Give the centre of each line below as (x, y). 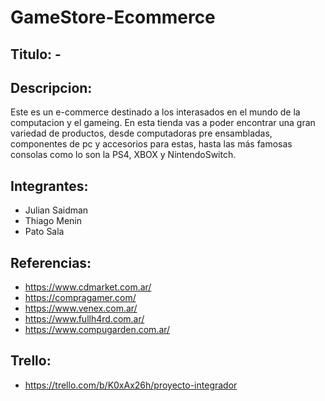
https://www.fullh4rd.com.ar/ (84, 319)
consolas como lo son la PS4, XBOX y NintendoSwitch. (123, 155)
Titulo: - (36, 54)
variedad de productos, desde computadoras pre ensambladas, (141, 133)
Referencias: (51, 262)
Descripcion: (51, 87)
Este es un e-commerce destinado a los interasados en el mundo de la (155, 112)
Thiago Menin (53, 221)
